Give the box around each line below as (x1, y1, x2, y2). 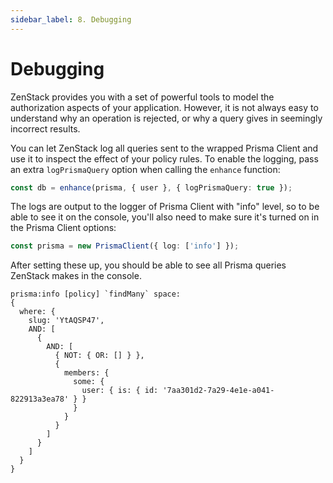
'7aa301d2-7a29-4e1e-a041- (162, 386, 275, 396)
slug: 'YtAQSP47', (28, 316, 105, 326)
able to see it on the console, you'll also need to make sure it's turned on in (10, 211, 320, 223)
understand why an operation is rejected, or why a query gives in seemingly (10, 112, 323, 124)
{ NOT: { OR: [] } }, (54, 351, 145, 361)
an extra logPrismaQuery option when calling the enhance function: (10, 163, 281, 175)
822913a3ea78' (10, 394, 70, 405)
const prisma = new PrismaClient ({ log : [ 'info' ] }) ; (10, 241, 240, 251)
